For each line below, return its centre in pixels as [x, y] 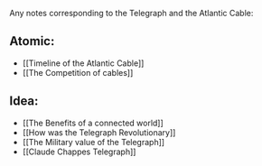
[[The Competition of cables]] [78, 72]
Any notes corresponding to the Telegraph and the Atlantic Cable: [131, 13]
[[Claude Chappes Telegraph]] [79, 152]
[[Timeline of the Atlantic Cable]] [83, 63]
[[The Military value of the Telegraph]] [94, 142]
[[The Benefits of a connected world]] [93, 123]
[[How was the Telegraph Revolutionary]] [99, 132]
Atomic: [32, 41]
